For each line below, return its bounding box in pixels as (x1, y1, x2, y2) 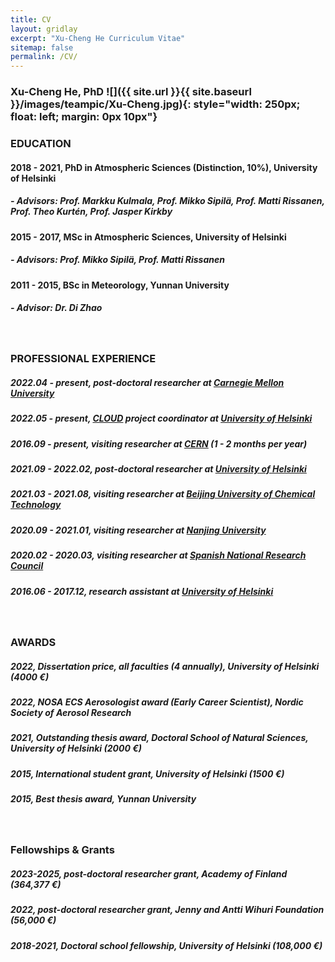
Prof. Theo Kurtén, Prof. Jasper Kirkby (10, 206, 173, 218)
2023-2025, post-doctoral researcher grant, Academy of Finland (10, 867, 288, 880)
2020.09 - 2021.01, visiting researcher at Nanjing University (10, 524, 267, 536)
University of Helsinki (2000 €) (10, 742, 142, 755)
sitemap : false (10, 42, 74, 53)
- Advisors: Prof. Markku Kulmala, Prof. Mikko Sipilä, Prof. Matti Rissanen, (10, 195, 325, 207)
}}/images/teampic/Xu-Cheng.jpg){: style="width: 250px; (10, 97, 301, 111)
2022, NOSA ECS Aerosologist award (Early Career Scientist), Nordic (10, 696, 304, 708)
